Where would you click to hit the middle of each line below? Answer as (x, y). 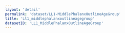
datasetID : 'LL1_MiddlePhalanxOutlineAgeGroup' (54, 23)
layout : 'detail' (23, 9)
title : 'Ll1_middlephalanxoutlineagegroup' (50, 18)
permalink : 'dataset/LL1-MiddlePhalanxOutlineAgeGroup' (63, 14)
